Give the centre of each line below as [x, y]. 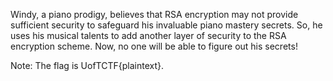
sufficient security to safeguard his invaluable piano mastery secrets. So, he [166, 25]
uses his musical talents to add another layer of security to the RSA [148, 35]
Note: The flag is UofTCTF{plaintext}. [87, 65]
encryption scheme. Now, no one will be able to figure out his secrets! [154, 46]
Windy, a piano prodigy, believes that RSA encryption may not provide [154, 14]
